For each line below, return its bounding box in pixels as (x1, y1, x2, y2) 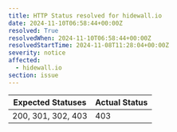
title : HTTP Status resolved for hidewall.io (8, 11, 162, 20)
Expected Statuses (13, 97, 87, 108)
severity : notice (8, 49, 66, 57)
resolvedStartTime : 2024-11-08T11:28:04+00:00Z (8, 42, 170, 50)
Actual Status (95, 97, 148, 108)
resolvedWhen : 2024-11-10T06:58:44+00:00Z (8, 34, 151, 42)
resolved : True (8, 26, 59, 34)
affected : (8, 57, 41, 65)
